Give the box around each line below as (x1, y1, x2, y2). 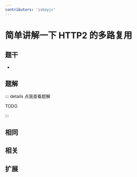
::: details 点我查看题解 (5, 94, 50, 100)
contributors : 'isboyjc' (5, 7, 56, 12)
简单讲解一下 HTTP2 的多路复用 (5, 30, 133, 41)
